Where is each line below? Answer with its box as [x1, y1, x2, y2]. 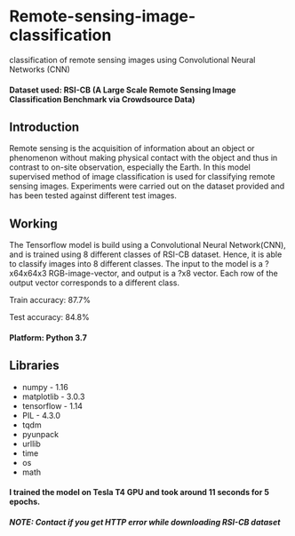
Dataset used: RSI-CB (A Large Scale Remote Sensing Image [9, 84, 236, 95]
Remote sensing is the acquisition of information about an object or [9, 143, 255, 154]
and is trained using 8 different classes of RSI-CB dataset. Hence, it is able [9, 249, 283, 260]
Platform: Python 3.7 [9, 332, 87, 343]
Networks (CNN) [9, 64, 71, 75]
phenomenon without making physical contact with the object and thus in [9, 153, 278, 164]
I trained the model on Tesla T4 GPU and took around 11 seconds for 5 [9, 487, 269, 498]
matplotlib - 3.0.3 [21, 391, 85, 402]
